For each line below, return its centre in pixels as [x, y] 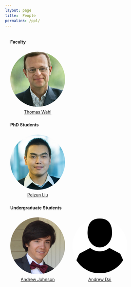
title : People [20, 15]
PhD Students [25, 124]
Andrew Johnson [38, 280]
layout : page [18, 10]
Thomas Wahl [38, 112]
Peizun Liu [38, 195]
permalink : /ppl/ [23, 21]
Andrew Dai [100, 280]
